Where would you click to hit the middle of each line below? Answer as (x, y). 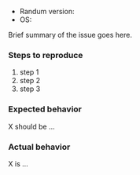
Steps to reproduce (46, 55)
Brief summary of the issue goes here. (70, 35)
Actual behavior (39, 147)
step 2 (30, 81)
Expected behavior (45, 109)
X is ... (18, 163)
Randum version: (47, 11)
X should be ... (31, 126)
